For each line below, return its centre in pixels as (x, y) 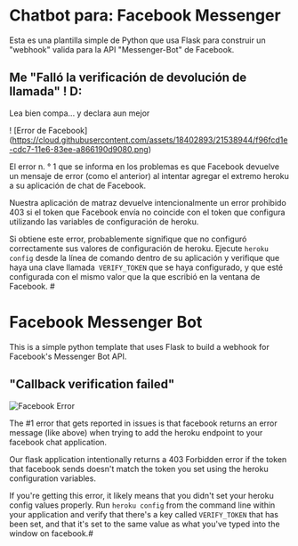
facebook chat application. (58, 442)
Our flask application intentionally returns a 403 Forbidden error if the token (148, 459)
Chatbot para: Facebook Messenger (145, 16)
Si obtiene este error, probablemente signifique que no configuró (128, 239)
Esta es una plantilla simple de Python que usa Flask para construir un (137, 40)
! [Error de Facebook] (48, 130)
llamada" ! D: (46, 91)
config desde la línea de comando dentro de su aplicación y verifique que (145, 257)
